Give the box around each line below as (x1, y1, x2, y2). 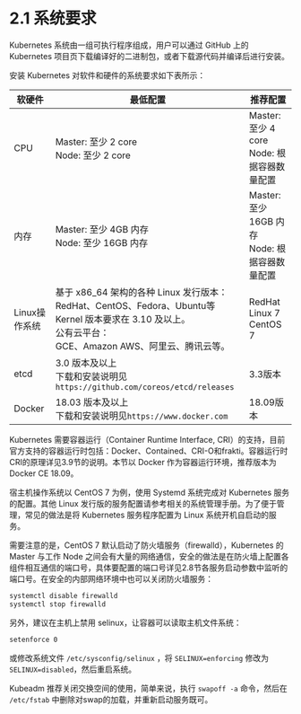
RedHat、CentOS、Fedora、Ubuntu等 (55, 299, 216, 312)
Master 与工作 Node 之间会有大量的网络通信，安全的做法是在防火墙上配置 (9, 551, 282, 561)
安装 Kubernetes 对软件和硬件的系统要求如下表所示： (9, 69, 206, 81)
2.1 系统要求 (9, 8, 97, 29)
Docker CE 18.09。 (9, 468, 79, 479)
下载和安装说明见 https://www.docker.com (55, 410, 228, 422)
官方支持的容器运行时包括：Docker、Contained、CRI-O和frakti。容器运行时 (9, 445, 288, 456)
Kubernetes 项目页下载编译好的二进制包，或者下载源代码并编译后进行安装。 (9, 50, 289, 61)
